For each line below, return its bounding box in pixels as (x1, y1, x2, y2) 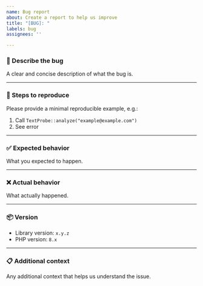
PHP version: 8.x (14, 235, 57, 242)
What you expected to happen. (6, 158, 83, 165)
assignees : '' (6, 31, 42, 37)
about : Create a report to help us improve (6, 15, 118, 21)
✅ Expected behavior (6, 143, 69, 152)
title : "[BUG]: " (6, 20, 50, 26)
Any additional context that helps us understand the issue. (6, 273, 151, 280)
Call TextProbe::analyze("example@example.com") (14, 116, 138, 124)
